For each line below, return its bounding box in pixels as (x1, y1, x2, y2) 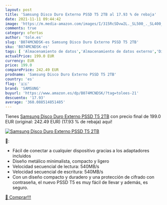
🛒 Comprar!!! (5, 195, 31, 201)
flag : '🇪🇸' (5, 81, 30, 86)
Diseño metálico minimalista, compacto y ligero (12, 158, 109, 164)
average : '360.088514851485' (5, 100, 66, 105)
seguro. (12, 185, 28, 191)
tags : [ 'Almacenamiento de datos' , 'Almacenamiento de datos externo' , (5, 49, 157, 54)
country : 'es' (5, 77, 35, 82)
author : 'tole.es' (5, 35, 43, 40)
